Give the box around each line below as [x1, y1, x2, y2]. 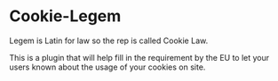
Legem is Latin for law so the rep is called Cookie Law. [9, 35, 209, 46]
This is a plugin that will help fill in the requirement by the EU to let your [9, 52, 270, 63]
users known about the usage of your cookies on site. [9, 62, 206, 72]
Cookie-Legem [9, 6, 122, 26]
